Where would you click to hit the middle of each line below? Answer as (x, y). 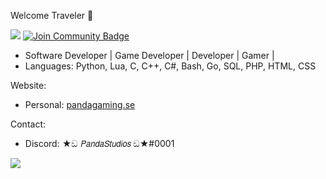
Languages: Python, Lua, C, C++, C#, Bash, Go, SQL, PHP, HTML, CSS (170, 66)
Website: (28, 85)
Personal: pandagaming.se (80, 104)
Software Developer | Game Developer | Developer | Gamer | (149, 55)
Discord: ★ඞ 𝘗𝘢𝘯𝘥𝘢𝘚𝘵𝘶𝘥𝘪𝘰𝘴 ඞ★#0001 (99, 143)
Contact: (28, 124)
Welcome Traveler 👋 (52, 15)
